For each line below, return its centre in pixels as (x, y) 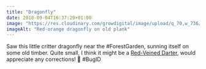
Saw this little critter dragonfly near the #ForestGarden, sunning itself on (97, 46)
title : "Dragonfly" (31, 12)
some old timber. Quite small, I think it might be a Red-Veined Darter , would (101, 53)
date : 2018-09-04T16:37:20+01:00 (49, 18)
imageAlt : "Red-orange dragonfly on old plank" (68, 29)
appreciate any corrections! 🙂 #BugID (54, 59)
